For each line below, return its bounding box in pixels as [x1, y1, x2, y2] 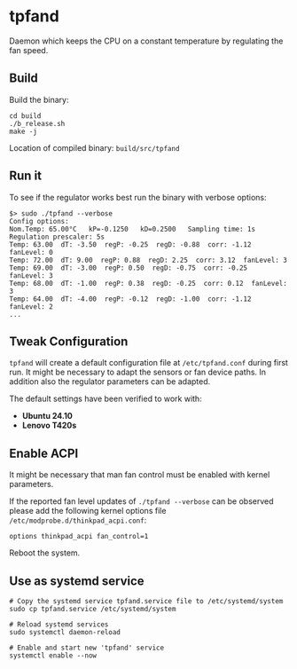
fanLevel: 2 [9, 302, 53, 311]
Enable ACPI [9, 445, 79, 460]
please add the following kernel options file [9, 506, 167, 516]
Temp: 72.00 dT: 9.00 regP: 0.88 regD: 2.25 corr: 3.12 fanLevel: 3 [9, 256, 288, 264]
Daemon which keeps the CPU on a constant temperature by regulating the [9, 35, 284, 46]
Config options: [9, 216, 69, 225]
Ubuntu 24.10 [21, 411, 73, 421]
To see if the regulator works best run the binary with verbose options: [9, 192, 267, 202]
